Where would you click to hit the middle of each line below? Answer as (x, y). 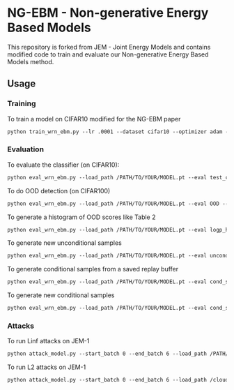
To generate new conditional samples (61, 295)
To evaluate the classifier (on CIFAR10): (63, 165)
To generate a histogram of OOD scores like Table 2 (81, 217)
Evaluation (25, 149)
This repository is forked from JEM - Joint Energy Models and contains (109, 47)
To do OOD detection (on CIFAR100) (59, 190)
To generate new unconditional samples (64, 243)
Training (22, 104)
